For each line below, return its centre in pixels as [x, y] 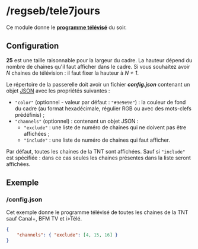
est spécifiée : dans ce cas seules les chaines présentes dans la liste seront [99, 158]
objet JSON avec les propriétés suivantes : [58, 91]
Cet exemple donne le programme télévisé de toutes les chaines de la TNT [97, 212]
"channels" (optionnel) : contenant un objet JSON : [76, 121]
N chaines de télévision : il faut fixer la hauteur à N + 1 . [73, 73]
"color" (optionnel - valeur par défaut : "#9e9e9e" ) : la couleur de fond [100, 102]
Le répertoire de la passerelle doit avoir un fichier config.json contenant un [98, 84]
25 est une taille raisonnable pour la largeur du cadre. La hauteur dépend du [99, 60]
